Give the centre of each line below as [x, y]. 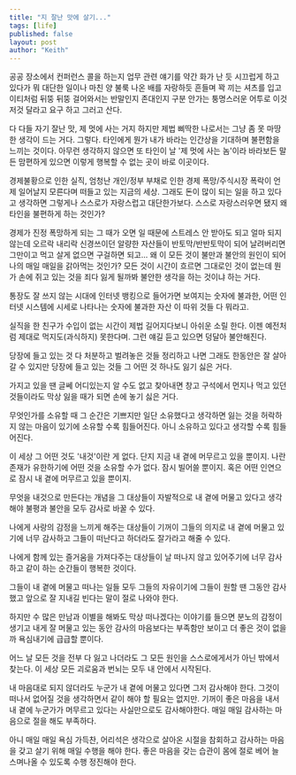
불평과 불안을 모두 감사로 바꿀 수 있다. [90, 508]
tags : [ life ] [33, 26]
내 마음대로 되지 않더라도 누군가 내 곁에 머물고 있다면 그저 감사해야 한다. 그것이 [144, 688]
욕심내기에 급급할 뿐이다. [61, 639]
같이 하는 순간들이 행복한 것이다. [81, 569]
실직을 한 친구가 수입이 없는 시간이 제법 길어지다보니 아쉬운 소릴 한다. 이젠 [136, 326]
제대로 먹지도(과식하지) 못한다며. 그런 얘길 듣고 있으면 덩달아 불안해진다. [142, 337]
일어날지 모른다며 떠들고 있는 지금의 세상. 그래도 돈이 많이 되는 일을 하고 [142, 192]
